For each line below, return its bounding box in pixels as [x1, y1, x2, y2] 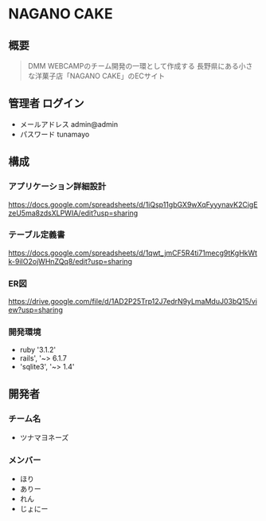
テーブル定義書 [8, 229, 65, 240]
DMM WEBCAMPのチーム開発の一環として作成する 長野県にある [27, 61, 239, 70]
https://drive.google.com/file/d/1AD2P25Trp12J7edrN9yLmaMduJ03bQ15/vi [8, 297, 257, 306]
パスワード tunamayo [19, 129, 90, 139]
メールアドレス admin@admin [19, 119, 118, 128]
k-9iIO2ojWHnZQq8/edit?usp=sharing [8, 256, 133, 266]
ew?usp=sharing [8, 305, 64, 315]
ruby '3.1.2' [19, 345, 57, 355]
